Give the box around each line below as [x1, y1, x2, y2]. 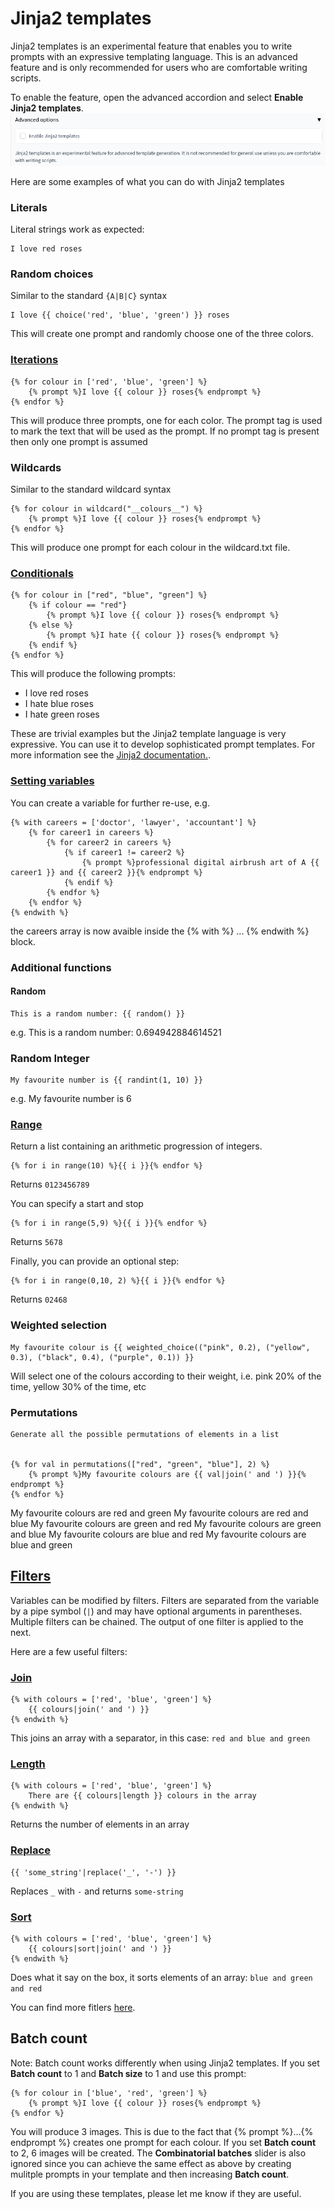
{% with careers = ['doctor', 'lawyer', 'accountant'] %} [10, 817, 257, 827]
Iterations [10, 353, 59, 367]
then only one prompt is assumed [10, 435, 148, 447]
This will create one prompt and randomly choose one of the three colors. [10, 328, 314, 340]
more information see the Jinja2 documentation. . [10, 749, 211, 761]
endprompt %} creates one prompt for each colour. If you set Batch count [10, 2136, 317, 2148]
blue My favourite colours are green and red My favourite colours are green [10, 1517, 322, 1529]
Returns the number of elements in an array [10, 1818, 190, 1831]
